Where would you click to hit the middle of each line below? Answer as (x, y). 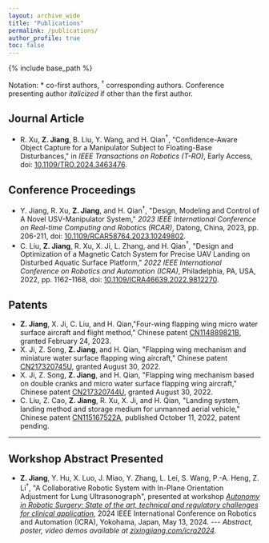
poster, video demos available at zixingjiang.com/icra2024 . (118, 530)
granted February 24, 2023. (66, 341)
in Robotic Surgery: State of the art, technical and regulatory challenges (139, 505)
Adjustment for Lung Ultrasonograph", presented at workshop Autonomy (140, 496)
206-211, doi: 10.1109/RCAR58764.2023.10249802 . (103, 236)
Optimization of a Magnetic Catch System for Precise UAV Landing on (135, 254)
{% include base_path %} (50, 68)
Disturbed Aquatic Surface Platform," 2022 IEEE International (120, 263)
